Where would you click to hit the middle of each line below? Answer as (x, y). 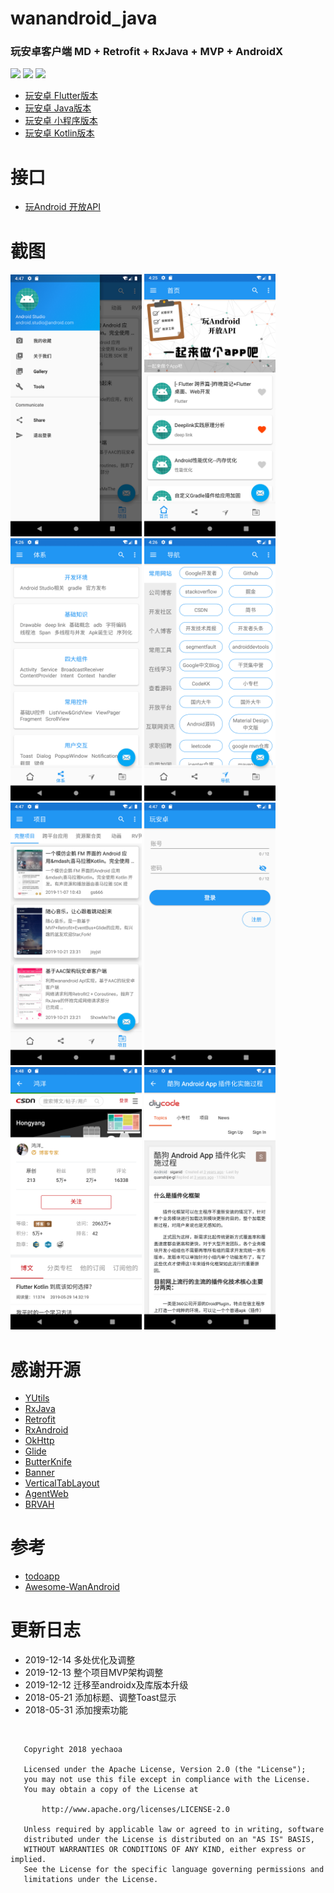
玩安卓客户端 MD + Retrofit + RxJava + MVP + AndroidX (147, 52)
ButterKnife (48, 1462)
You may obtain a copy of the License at (111, 1790)
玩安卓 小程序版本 (61, 121)
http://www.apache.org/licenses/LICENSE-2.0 (135, 1810)
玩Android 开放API (62, 207)
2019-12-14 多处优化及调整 (80, 1660)
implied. (28, 1860)
